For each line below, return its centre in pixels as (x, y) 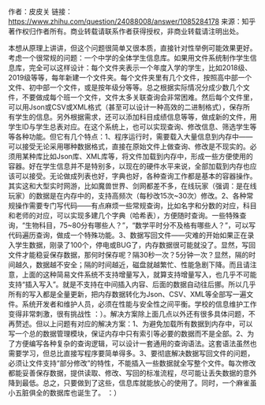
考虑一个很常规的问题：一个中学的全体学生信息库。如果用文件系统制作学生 (129, 58)
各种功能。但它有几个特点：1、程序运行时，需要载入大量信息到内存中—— (134, 137)
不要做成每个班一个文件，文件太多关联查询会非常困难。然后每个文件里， (139, 97)
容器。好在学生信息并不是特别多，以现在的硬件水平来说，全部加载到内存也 (129, 166)
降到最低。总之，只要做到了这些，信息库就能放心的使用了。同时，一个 (122, 383)
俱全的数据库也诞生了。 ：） (75, 393)
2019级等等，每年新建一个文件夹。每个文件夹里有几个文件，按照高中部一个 (130, 78)
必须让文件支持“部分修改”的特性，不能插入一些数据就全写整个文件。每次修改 (132, 363)
